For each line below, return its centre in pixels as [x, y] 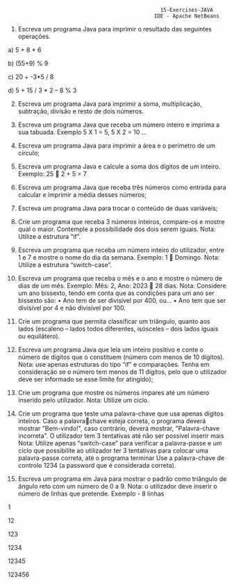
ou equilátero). [39, 336]
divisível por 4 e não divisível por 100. [72, 308]
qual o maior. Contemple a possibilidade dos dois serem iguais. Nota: [117, 229]
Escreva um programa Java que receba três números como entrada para [122, 187]
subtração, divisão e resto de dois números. [81, 111]
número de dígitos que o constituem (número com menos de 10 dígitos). [121, 357]
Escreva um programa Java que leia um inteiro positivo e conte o [111, 349]
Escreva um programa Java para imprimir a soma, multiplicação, [110, 104]
